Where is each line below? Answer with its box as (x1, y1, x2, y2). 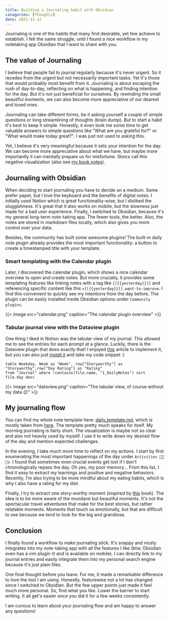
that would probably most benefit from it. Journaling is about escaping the (5, 80, 160, 86)
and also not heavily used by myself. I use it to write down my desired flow (5, 433, 160, 439)
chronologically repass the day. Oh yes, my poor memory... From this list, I (5, 464, 159, 470)
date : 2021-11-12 (5, 17, 42, 22)
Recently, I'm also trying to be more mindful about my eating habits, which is (5, 475, 164, 481)
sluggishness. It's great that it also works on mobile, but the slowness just (5, 203, 159, 209)
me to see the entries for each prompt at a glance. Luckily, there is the (5, 341, 151, 347)
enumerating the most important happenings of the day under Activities (5, 454, 157, 460)
